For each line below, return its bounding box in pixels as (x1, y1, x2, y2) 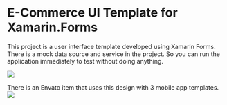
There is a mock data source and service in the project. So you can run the (7, 50, 220, 58)
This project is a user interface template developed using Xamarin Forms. (7, 42, 216, 50)
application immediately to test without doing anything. (7, 57, 164, 65)
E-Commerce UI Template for (7, 5, 178, 21)
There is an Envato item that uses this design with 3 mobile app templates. (7, 83, 219, 91)
